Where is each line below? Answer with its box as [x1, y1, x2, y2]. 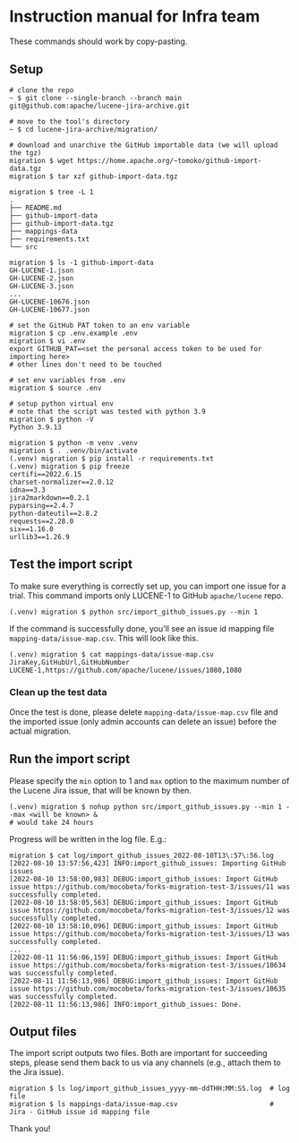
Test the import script [9, 557, 132, 572]
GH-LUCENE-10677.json [9, 305, 90, 314]
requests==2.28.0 [9, 517, 74, 526]
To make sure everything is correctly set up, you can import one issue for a [9, 580, 286, 591]
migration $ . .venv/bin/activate [9, 446, 139, 455]
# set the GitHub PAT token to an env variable [9, 321, 191, 330]
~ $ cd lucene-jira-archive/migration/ [9, 125, 158, 133]
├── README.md [9, 203, 63, 212]
